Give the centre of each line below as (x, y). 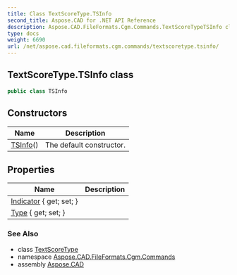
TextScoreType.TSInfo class (71, 75)
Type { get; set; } (38, 213)
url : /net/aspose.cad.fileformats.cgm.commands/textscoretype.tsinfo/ (113, 46)
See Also (23, 234)
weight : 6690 (26, 40)
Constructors (37, 113)
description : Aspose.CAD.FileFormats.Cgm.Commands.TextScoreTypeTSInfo (115, 27)
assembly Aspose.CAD (51, 264)
